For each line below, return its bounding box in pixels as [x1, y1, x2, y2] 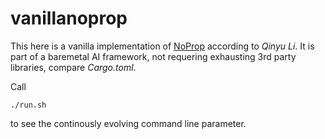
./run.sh [10, 100, 47, 110]
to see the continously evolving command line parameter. [10, 117, 247, 129]
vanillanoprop [10, 7, 128, 30]
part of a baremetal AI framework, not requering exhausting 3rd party [10, 50, 297, 62]
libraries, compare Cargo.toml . [10, 61, 137, 73]
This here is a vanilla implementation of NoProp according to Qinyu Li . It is [10, 40, 315, 52]
